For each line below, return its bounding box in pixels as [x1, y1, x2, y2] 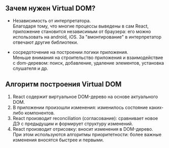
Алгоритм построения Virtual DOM [5, 80, 122, 88]
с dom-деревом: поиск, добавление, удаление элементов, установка [12, 60, 164, 66]
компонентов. [24, 109, 55, 116]
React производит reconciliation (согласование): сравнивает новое [12, 115, 158, 121]
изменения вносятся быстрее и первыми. [12, 137, 104, 143]
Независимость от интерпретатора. [12, 17, 91, 23]
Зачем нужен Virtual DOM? [5, 4, 96, 13]
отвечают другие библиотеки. [12, 39, 78, 45]
